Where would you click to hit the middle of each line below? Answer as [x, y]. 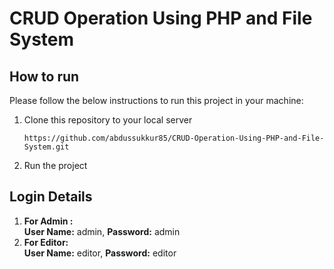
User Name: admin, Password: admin [102, 231]
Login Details [51, 197]
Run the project [55, 165]
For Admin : [48, 221]
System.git [46, 147]
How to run [44, 76]
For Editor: [46, 242]
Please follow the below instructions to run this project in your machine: [156, 100]
